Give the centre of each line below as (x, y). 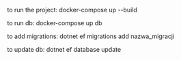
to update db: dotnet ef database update (64, 49)
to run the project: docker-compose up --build (72, 10)
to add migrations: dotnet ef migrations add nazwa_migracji (91, 36)
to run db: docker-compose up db (55, 23)
